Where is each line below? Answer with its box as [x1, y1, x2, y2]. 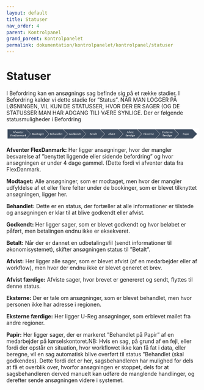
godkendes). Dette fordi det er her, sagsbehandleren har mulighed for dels [6, 357, 194, 364]
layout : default [6, 10, 48, 16]
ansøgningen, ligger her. [6, 190, 68, 198]
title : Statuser [6, 16, 48, 23]
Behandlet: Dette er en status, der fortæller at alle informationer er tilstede [6, 202, 194, 209]
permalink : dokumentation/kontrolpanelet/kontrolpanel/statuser [6, 42, 173, 48]
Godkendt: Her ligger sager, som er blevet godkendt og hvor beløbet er [6, 220, 186, 228]
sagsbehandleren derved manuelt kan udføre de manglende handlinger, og [6, 370, 195, 377]
